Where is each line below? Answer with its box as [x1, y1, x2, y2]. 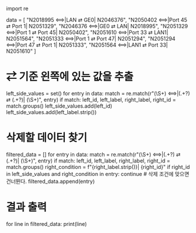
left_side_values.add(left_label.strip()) [6, 108, 97, 115]
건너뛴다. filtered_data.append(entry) [6, 178, 95, 185]
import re [6, 5, 28, 12]
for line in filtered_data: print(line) [6, 220, 87, 227]
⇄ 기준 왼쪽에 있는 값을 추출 [6, 70, 134, 84]
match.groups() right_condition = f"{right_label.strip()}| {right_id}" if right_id [6, 163, 190, 170]
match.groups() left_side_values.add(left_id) [6, 102, 113, 109]
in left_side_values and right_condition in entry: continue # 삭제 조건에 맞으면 [6, 170, 190, 177]
